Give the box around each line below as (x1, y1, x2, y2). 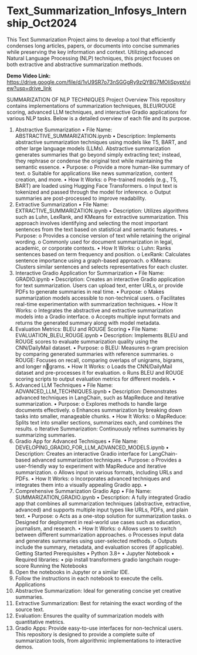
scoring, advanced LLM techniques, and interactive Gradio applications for (6, 108, 187, 116)
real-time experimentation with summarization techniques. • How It (15, 300, 178, 307)
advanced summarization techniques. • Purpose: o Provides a (32, 456, 182, 463)
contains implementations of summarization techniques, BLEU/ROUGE (6, 102, 176, 109)
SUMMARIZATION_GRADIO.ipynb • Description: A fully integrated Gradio (15, 494, 191, 501)
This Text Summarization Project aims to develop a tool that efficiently (6, 36, 176, 43)
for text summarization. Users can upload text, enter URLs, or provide (15, 281, 184, 289)
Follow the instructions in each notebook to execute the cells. (15, 575, 164, 582)
